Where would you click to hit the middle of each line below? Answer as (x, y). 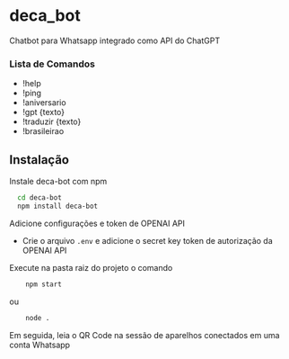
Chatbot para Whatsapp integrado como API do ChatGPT (115, 40)
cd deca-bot (40, 198)
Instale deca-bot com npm (58, 182)
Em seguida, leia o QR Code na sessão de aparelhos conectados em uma (144, 335)
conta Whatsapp (39, 345)
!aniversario (44, 103)
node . (38, 318)
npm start (44, 284)
